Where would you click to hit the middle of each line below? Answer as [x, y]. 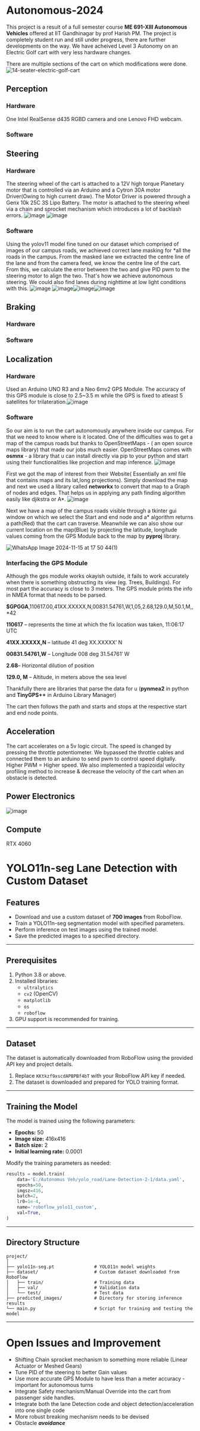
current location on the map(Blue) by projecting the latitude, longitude [92, 529]
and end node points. [32, 713]
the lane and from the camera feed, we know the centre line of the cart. [94, 263]
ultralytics [38, 988]
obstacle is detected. [32, 778]
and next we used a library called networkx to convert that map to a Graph [98, 486]
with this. [17, 288]
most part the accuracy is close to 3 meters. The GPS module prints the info [99, 589]
